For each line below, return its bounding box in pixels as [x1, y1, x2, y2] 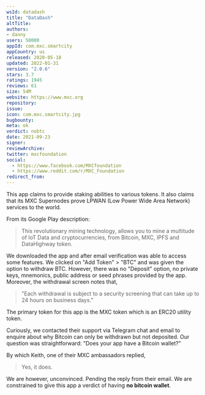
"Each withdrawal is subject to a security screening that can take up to [21, 290, 200, 297]
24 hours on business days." [21, 297, 94, 303]
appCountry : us [6, 49, 45, 55]
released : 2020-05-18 [6, 54, 62, 61]
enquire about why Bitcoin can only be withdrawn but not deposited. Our [6, 333, 190, 340]
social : [6, 157, 26, 163]
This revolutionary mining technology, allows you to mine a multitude [21, 227, 195, 234]
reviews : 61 [6, 83, 37, 89]
